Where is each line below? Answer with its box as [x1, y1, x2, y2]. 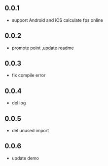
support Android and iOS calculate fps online [11, 17, 103, 23]
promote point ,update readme [11, 45, 74, 51]
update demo [11, 155, 39, 161]
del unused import [11, 128, 49, 134]
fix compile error [11, 72, 46, 79]
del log [11, 100, 26, 106]
